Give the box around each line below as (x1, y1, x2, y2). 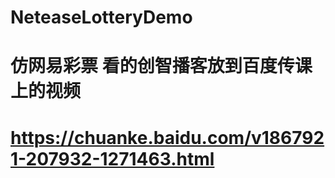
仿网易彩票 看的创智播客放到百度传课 (10, 55, 313, 78)
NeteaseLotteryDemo (10, 6, 193, 29)
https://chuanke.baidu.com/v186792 (10, 126, 325, 149)
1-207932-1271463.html (10, 147, 215, 170)
